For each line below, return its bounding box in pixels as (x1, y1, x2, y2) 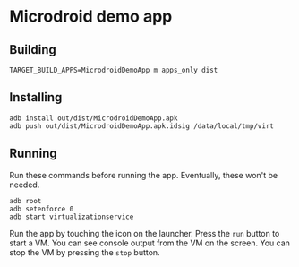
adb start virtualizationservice (9, 212, 134, 221)
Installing (9, 90, 63, 105)
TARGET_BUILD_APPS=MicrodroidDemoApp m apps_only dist (9, 65, 218, 74)
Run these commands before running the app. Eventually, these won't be (9, 169, 278, 180)
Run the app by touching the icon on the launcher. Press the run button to (9, 228, 280, 238)
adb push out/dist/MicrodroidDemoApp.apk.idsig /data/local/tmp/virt (9, 121, 275, 131)
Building (9, 42, 56, 57)
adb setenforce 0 (9, 204, 74, 213)
